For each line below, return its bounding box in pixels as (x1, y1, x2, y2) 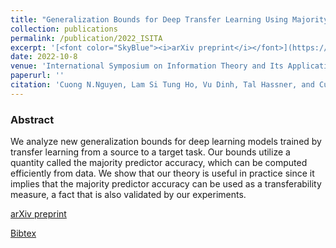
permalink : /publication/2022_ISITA (10, 33, 163, 43)
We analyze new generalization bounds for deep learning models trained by (10, 136, 322, 148)
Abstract (10, 112, 55, 126)
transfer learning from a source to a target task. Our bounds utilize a (10, 146, 291, 158)
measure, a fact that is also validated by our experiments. (10, 189, 247, 201)
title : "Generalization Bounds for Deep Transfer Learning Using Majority (10, 14, 329, 25)
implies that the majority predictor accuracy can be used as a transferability (10, 178, 322, 190)
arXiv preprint (10, 208, 67, 220)
